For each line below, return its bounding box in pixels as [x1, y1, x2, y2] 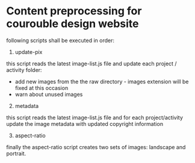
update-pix [14, 48, 43, 55]
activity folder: [6, 66, 42, 73]
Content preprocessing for [6, 4, 142, 18]
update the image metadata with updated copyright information [6, 120, 164, 127]
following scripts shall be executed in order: [6, 37, 114, 44]
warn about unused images [14, 90, 83, 98]
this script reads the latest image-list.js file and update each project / [6, 60, 177, 67]
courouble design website [6, 17, 139, 31]
